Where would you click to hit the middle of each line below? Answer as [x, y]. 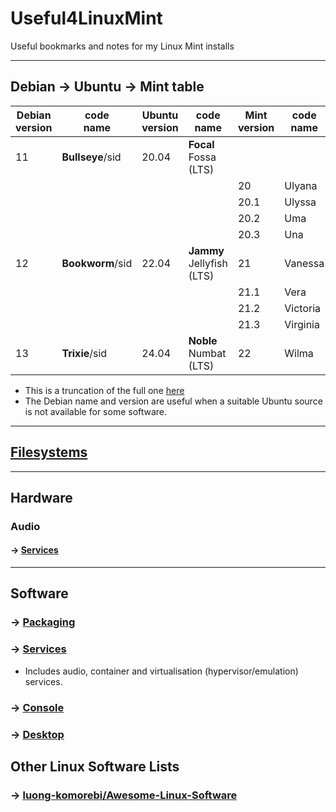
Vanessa [304, 263]
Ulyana [301, 185]
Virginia [302, 324]
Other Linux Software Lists [95, 766]
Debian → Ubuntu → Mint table [107, 87]
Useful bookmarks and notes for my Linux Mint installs [122, 46]
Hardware [41, 497]
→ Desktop [37, 734]
